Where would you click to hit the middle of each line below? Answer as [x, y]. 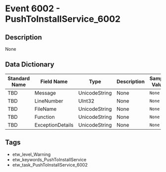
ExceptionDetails [54, 125]
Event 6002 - [33, 9]
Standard [19, 78]
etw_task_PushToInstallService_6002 [50, 165]
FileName [45, 109]
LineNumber [49, 101]
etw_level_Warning [31, 154]
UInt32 [86, 101]
